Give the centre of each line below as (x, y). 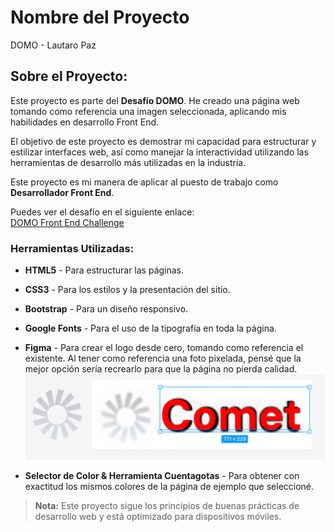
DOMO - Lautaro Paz (53, 45)
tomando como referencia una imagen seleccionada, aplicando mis (148, 111)
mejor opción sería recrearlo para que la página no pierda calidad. (161, 369)
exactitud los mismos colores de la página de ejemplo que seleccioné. (169, 486)
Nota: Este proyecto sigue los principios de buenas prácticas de (167, 505)
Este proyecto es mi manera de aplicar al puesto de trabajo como (144, 182)
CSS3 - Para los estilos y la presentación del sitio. (127, 290)
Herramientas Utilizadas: (72, 248)
